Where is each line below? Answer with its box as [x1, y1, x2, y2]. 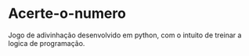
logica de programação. [8, 38, 85, 47]
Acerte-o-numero [8, 5, 127, 23]
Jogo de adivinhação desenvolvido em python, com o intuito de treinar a [8, 30, 242, 40]
